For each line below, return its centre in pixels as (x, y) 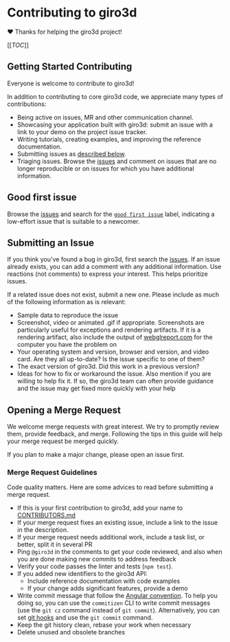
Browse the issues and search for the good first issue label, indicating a (111, 214)
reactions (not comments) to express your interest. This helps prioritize (107, 274)
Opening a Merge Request (64, 410)
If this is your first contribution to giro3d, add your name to (100, 508)
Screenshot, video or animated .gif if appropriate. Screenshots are (111, 323)
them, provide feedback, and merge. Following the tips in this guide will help (115, 434)
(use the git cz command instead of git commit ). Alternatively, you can (118, 610)
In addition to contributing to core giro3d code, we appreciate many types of (115, 96)
